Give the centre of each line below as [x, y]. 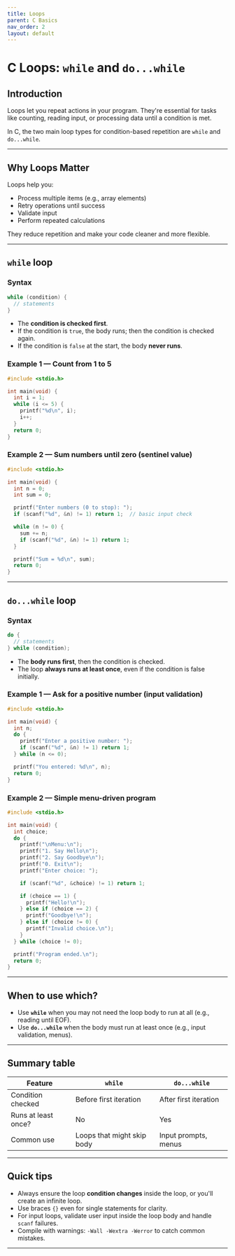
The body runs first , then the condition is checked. [91, 661]
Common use [33, 1140]
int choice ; [31, 831]
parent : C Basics [33, 20]
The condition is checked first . [63, 324]
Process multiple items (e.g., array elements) [82, 198]
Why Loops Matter [48, 168]
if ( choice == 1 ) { [48, 896]
